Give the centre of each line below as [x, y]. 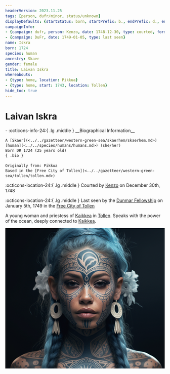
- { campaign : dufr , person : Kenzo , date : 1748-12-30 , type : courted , [80, 32]
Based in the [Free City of [35, 171]
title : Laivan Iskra [27, 69]
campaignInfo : [20, 27]
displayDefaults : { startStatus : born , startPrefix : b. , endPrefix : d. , [82, 21]
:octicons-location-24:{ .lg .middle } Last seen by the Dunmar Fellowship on [84, 200]
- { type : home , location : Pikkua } [42, 80]
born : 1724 [17, 48]
